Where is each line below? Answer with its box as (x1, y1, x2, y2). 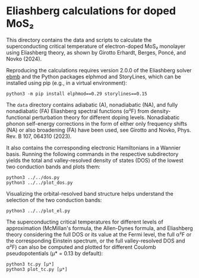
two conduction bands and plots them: (6, 163, 101, 170)
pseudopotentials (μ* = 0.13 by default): (6, 250, 103, 257)
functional (6, 114, 31, 121)
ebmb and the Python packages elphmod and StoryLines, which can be (6, 73, 181, 80)
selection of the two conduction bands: (6, 196, 102, 203)
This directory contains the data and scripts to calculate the (6, 36, 152, 43)
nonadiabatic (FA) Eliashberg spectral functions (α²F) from (6, 107, 150, 114)
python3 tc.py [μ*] (6, 261, 55, 267)
